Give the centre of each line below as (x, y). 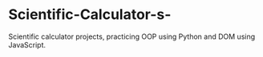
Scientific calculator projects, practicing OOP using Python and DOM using (132, 36)
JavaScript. (27, 44)
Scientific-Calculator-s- (90, 15)
